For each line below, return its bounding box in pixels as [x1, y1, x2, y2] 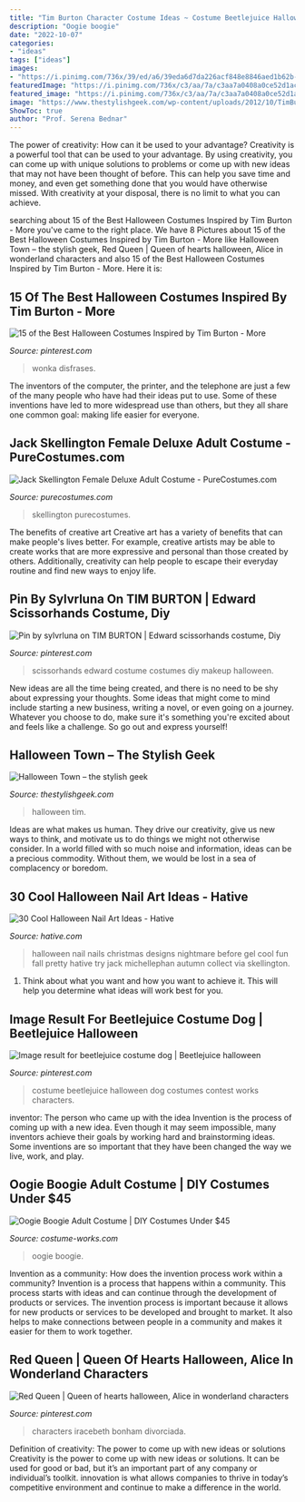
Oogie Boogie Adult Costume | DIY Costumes [9, 1177, 270, 1193]
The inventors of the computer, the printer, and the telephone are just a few [9, 380, 290, 391]
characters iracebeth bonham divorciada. [31, 1426, 186, 1437]
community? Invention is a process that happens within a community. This [9, 1277, 286, 1289]
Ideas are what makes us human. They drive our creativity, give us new [9, 824, 275, 835]
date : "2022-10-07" [9, 30, 84, 39]
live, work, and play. [9, 1151, 84, 1162]
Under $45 [9, 1191, 72, 1207]
